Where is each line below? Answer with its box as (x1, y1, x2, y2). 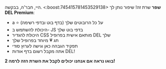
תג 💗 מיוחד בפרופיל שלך (12, 37, 59, 43)
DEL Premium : (5, 9, 35, 15)
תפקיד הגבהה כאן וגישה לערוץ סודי (12, 43, 78, 49)
